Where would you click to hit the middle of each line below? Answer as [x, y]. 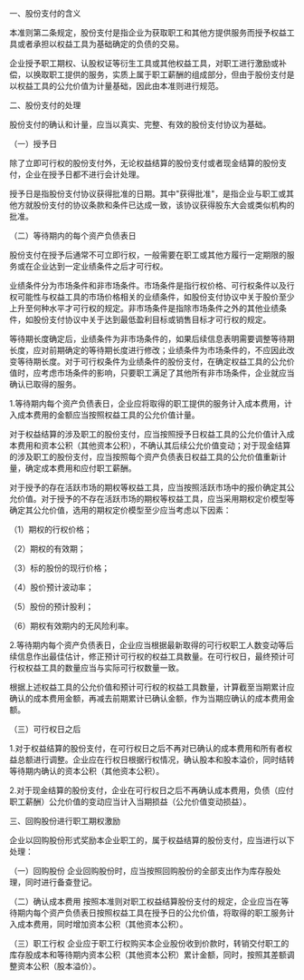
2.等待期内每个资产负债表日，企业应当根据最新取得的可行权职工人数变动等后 [152, 645]
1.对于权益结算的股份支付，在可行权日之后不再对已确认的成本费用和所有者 [147, 748]
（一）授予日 [33, 144]
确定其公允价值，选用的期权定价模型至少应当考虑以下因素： [120, 510]
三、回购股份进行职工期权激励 [65, 821]
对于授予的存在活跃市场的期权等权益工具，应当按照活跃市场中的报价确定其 [148, 487]
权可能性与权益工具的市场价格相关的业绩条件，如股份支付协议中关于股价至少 [152, 297]
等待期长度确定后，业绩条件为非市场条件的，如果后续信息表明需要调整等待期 [152, 339]
